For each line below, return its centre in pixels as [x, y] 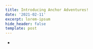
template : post [21, 28]
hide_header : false [26, 24]
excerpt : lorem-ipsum [28, 19]
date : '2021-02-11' [26, 14]
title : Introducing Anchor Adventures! [47, 10]
